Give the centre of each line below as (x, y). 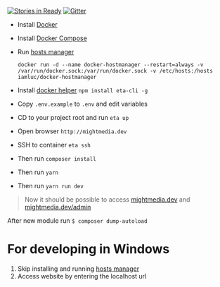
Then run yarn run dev (51, 186)
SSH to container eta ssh (54, 145)
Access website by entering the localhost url (82, 276)
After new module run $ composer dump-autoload (77, 221)
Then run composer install (57, 158)
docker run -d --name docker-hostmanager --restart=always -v (110, 65)
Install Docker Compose (52, 38)
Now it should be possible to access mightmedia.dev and (107, 200)
